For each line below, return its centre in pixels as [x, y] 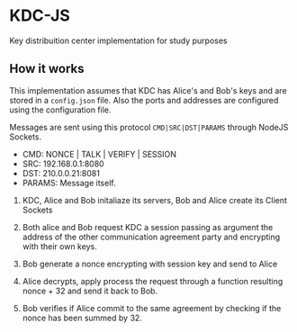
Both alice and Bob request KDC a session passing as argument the [148, 227]
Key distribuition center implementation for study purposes [118, 40]
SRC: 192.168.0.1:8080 [63, 164]
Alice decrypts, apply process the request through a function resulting [153, 281]
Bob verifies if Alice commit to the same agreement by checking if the [152, 308]
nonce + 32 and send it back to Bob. [90, 291]
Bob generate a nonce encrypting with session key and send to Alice [150, 264]
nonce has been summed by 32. [82, 318]
